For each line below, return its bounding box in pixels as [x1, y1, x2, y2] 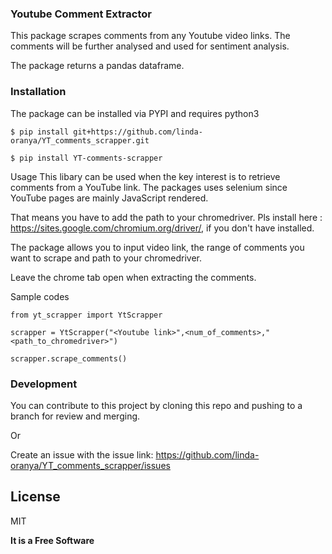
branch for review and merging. [10, 410, 141, 422]
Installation [10, 85, 67, 99]
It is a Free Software [10, 534, 95, 546]
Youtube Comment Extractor [10, 7, 153, 21]
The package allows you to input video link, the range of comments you [10, 241, 305, 253]
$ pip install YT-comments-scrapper [10, 153, 163, 163]
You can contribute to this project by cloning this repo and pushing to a [10, 399, 303, 411]
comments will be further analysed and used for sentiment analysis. [10, 40, 290, 52]
